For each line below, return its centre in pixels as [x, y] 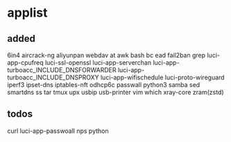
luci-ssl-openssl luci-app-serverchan [98, 63]
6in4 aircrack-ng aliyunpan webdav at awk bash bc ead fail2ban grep [106, 55]
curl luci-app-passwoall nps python [58, 131]
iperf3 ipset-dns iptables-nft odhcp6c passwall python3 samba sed [104, 85]
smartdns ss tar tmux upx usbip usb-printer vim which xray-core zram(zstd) [115, 92]
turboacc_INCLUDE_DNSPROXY [53, 77]
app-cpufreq [25, 63]
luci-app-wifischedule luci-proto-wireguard [162, 77]
